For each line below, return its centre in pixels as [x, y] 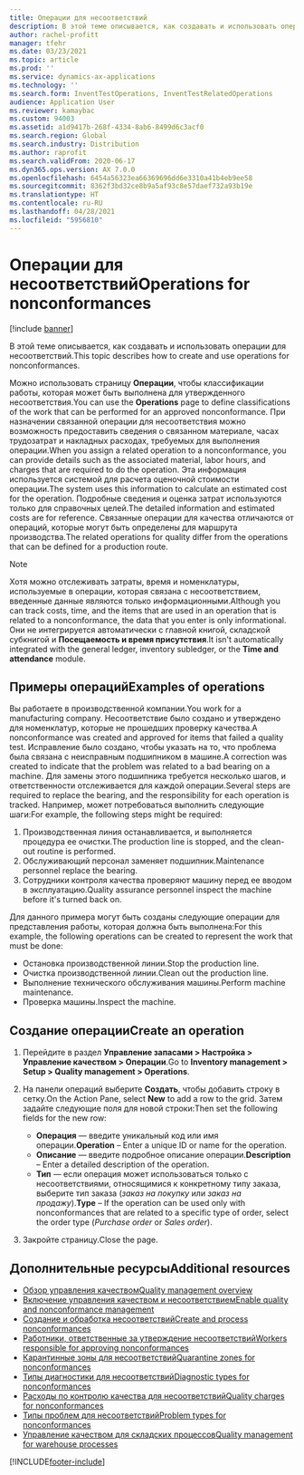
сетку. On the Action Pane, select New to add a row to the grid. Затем [152, 1099]
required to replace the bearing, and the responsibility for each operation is [149, 795]
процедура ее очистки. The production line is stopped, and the [140, 842]
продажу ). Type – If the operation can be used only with [141, 1203]
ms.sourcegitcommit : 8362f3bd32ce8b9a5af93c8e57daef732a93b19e [131, 187]
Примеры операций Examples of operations [137, 686]
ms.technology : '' [44, 85]
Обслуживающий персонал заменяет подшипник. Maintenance [143, 861]
